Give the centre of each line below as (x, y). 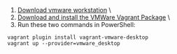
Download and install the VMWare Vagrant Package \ (93, 17)
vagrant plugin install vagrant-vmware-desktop (78, 37)
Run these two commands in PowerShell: (76, 25)
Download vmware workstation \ (64, 10)
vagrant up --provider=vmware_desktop (64, 44)
